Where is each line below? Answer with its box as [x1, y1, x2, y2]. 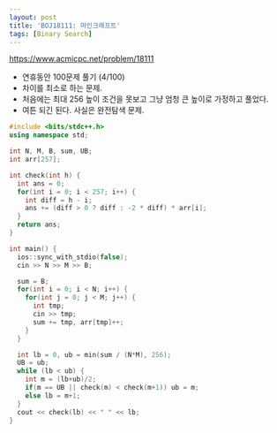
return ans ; [17, 220, 62, 230]
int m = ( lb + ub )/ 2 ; [25, 375, 97, 384]
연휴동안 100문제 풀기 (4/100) [21, 72, 125, 82]
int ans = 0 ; [17, 179, 65, 188]
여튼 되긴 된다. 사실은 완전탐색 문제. [21, 105, 145, 116]
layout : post [9, 12, 57, 22]
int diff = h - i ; [25, 195, 93, 204]
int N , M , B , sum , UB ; [9, 147, 93, 156]
